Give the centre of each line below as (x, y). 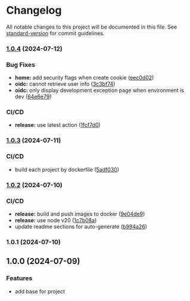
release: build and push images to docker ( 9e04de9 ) (80, 214)
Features (19, 278)
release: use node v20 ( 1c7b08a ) (56, 220)
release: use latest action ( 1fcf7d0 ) (58, 125)
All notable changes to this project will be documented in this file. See (92, 27)
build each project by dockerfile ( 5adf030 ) (67, 169)
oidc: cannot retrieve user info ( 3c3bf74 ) (65, 84)
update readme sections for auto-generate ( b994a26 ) (81, 226)
